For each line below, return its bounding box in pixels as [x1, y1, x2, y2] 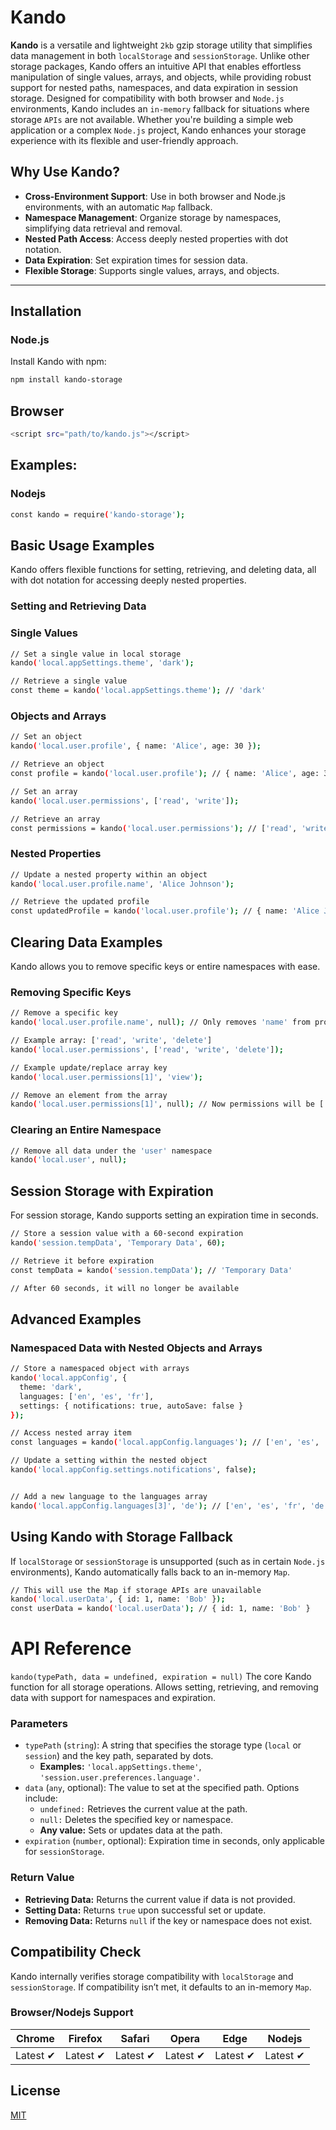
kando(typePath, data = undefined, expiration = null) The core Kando [10, 1671, 312, 1683]
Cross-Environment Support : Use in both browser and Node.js [24, 190, 286, 202]
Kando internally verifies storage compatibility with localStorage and [10, 1970, 294, 1982]
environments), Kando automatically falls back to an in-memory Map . [10, 1566, 290, 1578]
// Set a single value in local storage [10, 649, 182, 659]
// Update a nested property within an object [10, 869, 208, 880]
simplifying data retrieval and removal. [24, 222, 183, 234]
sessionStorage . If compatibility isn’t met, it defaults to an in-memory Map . [10, 1981, 312, 1993]
